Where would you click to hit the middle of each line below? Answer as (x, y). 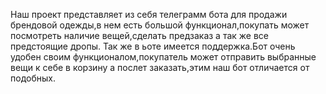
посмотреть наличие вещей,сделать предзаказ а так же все (140, 35)
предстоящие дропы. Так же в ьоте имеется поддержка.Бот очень (153, 46)
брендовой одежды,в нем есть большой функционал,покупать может (160, 25)
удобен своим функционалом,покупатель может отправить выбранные (163, 57)
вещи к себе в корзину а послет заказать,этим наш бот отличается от (160, 67)
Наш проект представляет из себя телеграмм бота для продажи (149, 14)
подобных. (33, 78)
